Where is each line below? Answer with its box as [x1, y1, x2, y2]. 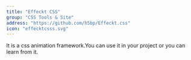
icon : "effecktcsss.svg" [6, 25, 69, 32]
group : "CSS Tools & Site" [6, 14, 74, 20]
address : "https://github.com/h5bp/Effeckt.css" [6, 20, 131, 26]
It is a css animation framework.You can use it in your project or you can [6, 42, 186, 49]
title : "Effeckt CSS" [6, 8, 61, 15]
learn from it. [6, 49, 39, 56]
